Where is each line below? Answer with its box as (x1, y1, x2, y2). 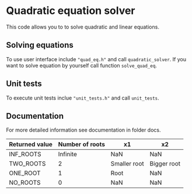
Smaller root (110, 160, 144, 168)
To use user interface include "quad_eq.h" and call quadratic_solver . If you (6, 55, 187, 62)
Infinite (58, 150, 78, 158)
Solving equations (6, 40, 74, 50)
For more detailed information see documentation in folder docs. (6, 126, 161, 133)
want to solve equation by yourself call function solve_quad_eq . (6, 62, 158, 69)
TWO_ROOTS (9, 160, 46, 168)
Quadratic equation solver (6, 4, 135, 17)
